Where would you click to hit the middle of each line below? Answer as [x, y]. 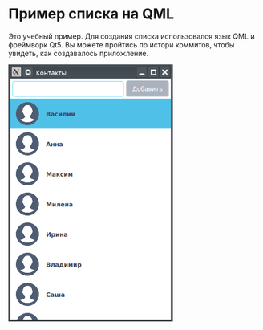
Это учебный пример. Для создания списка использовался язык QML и [131, 36]
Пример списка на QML [91, 14]
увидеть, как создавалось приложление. [79, 53]
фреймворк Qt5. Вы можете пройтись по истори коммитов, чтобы [121, 44]
